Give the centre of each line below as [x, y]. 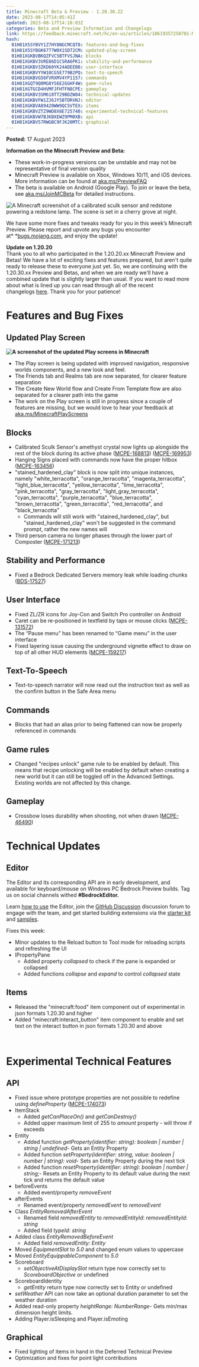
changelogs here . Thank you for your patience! [63, 291]
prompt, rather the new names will [65, 529]
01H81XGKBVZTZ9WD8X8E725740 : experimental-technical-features [90, 111]
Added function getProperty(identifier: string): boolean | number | [104, 1142]
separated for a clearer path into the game [66, 395]
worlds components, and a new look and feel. [70, 370]
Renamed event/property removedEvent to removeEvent [92, 1205]
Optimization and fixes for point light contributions [76, 1358]
